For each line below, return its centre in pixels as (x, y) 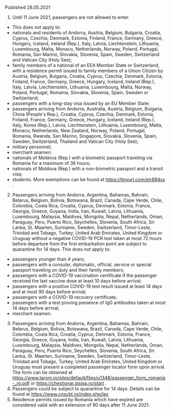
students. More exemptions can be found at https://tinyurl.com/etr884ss (89, 179)
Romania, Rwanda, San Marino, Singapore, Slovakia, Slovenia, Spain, (84, 136)
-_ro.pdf (21, 383)
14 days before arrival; (36, 308)
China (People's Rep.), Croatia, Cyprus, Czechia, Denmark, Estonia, (83, 114)
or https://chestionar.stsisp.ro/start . (69, 383)
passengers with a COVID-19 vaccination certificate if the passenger (84, 275)
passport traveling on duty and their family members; (68, 270)
